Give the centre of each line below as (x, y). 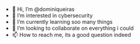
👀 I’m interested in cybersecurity (52, 15)
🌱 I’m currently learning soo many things (62, 22)
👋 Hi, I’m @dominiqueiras (43, 9)
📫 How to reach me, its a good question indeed (72, 35)
